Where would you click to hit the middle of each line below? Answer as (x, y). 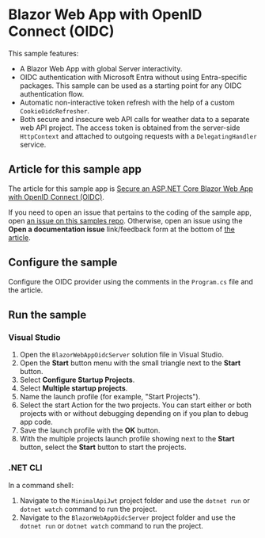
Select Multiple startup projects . (74, 388)
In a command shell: (41, 485)
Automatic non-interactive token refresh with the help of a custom (127, 102)
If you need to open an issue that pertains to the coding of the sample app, (130, 212)
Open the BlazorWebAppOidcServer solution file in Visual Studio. (121, 355)
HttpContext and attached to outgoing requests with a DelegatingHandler (138, 135)
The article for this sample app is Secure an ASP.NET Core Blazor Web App (131, 189)
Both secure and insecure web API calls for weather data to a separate (134, 119)
